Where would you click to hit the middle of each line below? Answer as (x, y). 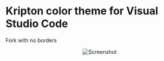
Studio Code (37, 24)
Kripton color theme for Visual (82, 11)
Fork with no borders (31, 40)
